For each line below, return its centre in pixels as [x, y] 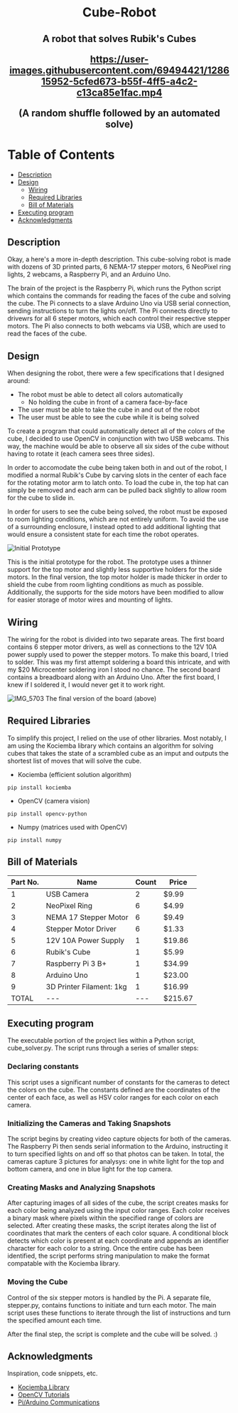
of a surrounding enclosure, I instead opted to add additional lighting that [114, 527]
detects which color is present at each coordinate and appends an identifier [118, 1241]
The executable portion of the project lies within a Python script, [101, 1041]
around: [19, 381]
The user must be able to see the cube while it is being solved [108, 417]
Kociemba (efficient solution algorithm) [75, 774]
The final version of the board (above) [101, 698]
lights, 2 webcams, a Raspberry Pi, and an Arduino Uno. [89, 274]
